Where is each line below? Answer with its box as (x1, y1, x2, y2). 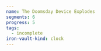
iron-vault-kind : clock (6, 36, 64, 42)
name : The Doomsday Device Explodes (6, 8, 95, 15)
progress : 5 (6, 19, 35, 25)
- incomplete (11, 30, 43, 36)
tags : (6, 25, 19, 31)
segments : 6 (6, 14, 35, 20)
